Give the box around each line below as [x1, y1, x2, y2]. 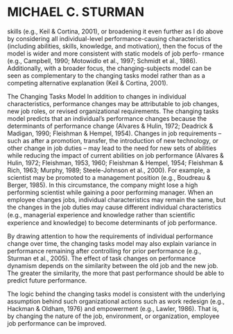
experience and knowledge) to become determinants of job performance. [7, 218, 217, 226]
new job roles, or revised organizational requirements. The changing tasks [7, 107, 219, 115]
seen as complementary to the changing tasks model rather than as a [7, 71, 206, 80]
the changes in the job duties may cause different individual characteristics [7, 203, 222, 211]
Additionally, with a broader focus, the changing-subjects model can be [7, 64, 212, 72]
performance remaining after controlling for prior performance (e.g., [7, 247, 202, 255]
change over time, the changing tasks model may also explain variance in [7, 239, 217, 247]
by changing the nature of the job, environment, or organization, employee [7, 312, 220, 320]
